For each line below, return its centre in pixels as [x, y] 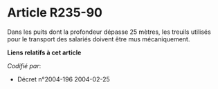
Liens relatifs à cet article [44, 52]
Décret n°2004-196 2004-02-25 [63, 79]
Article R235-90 [55, 13]
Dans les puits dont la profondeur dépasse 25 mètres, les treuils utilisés [109, 32]
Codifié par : [24, 66]
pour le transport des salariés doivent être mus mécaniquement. [99, 39]
